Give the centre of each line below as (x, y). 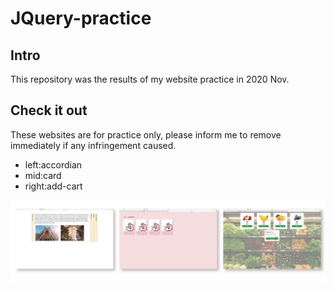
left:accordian (53, 164)
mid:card (43, 175)
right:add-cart (53, 186)
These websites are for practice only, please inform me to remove (146, 134)
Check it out (49, 110)
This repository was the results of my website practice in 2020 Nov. (150, 79)
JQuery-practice (81, 18)
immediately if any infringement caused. (93, 145)
